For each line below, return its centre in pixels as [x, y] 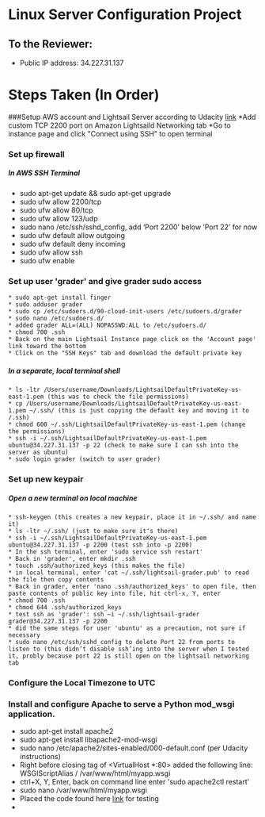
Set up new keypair [46, 479]
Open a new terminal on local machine [73, 498]
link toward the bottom [47, 347]
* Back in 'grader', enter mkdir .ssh [72, 558]
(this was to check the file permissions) [118, 397]
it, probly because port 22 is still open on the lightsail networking [129, 656]
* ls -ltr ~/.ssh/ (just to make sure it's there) [93, 531]
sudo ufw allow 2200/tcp [61, 201]
